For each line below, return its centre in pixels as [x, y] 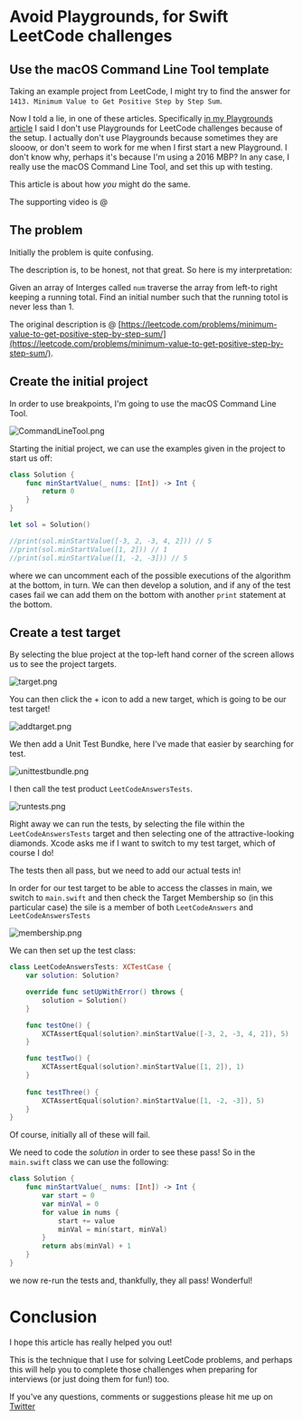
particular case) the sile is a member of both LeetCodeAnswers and [131, 907]
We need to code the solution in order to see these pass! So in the [133, 1152]
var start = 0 [68, 1196]
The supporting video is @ [59, 202]
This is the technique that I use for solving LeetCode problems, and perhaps [151, 1359]
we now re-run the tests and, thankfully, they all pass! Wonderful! [131, 1280]
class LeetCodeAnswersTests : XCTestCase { [90, 967]
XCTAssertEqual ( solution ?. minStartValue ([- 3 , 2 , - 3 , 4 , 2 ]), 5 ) [166, 1033]
